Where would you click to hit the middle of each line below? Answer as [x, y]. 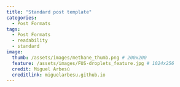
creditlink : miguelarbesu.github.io [59, 75]
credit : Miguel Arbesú [41, 69]
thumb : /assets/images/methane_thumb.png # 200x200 [80, 58]
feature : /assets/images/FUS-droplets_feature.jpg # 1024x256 [93, 63]
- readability [30, 40]
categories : [22, 18]
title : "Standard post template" [49, 12]
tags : [13, 29]
